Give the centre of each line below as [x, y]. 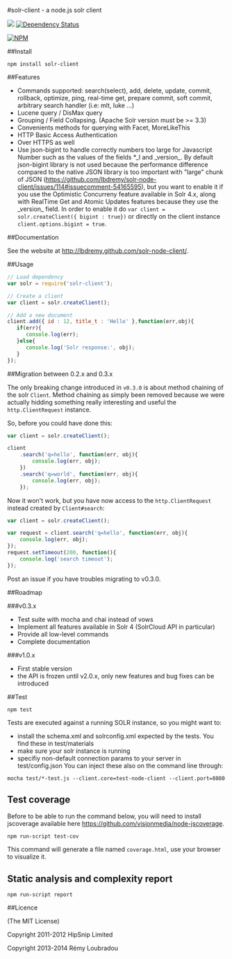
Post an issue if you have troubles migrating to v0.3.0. [84, 579]
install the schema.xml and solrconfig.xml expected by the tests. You [115, 736]
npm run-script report [40, 895]
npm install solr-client [43, 64]
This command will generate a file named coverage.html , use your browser [114, 850]
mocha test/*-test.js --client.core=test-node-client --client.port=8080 [116, 778]
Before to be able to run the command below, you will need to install [104, 816]
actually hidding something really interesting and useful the [92, 402]
